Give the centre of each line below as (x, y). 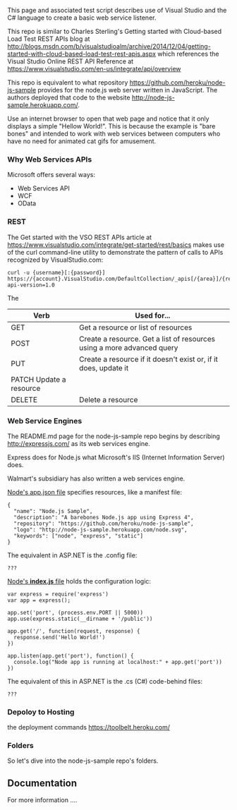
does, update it (104, 368)
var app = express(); (39, 600)
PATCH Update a (38, 379)
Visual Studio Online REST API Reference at (71, 61)
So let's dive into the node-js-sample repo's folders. (83, 761)
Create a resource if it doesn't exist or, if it (148, 359)
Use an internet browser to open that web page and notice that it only (108, 119)
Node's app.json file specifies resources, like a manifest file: (95, 492)
